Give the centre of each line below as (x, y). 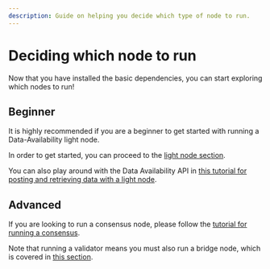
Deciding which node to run (102, 55)
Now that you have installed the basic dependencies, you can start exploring (135, 78)
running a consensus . (44, 233)
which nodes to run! (42, 86)
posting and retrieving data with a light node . (83, 180)
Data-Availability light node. (54, 140)
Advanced (35, 205)
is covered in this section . (51, 257)
